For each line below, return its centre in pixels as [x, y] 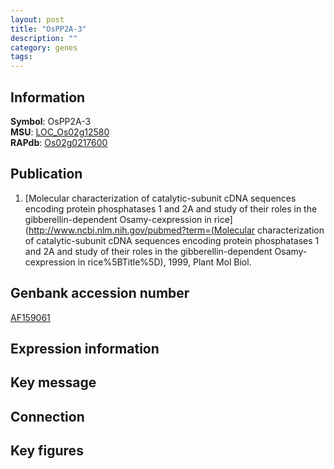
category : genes [44, 47]
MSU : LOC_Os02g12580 [60, 132]
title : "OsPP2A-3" [48, 29]
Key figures [47, 451]
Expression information [85, 348]
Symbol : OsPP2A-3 [51, 121]
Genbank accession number [100, 293]
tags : [21, 57]
